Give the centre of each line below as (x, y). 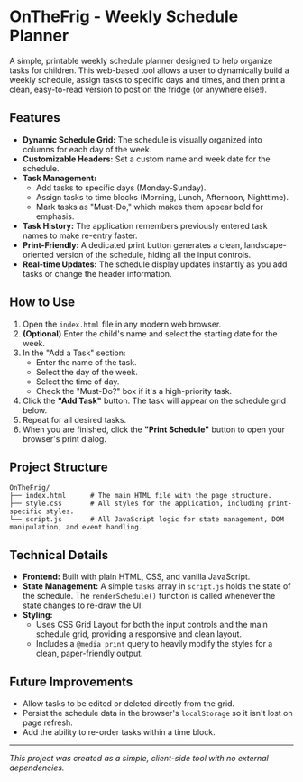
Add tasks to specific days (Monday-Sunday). (121, 188)
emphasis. (55, 216)
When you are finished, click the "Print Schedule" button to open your (154, 429)
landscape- (265, 244)
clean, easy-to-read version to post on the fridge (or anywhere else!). (138, 89)
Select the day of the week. (87, 372)
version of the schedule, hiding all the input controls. (153, 254)
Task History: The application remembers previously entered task (145, 225)
